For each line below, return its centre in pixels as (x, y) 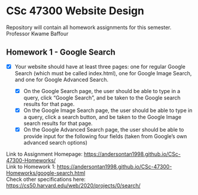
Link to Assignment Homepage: (44, 154)
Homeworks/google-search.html (46, 173)
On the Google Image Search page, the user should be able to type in (108, 110)
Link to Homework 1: (31, 167)
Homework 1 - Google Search (61, 52)
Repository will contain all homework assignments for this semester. (89, 27)
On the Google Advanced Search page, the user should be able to (104, 129)
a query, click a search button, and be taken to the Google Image (102, 117)
